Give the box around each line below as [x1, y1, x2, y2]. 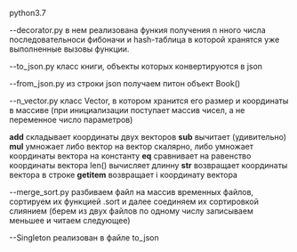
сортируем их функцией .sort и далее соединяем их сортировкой [9, 196, 260, 207]
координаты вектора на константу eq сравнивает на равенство [9, 150, 252, 161]
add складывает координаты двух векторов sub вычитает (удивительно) [9, 132, 287, 142]
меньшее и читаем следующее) [9, 215, 131, 225]
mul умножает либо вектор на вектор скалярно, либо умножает [9, 142, 254, 151]
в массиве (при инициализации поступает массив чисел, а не [9, 105, 245, 115]
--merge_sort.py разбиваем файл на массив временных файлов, [9, 187, 254, 197]
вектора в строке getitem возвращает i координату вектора [9, 169, 238, 180]
